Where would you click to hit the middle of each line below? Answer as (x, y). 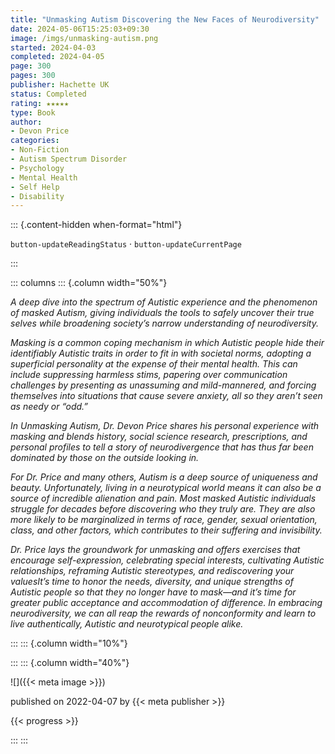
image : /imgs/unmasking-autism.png (84, 38)
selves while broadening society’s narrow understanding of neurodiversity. (164, 323)
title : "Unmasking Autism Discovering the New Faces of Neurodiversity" (165, 19)
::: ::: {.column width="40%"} (70, 663)
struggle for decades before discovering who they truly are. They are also (163, 509)
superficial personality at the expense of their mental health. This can (154, 364)
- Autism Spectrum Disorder (69, 159)
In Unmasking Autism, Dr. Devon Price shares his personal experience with (165, 426)
